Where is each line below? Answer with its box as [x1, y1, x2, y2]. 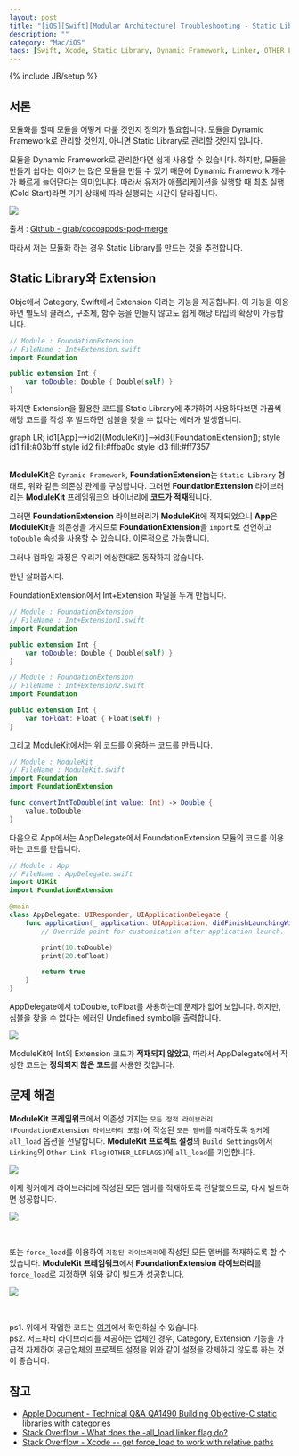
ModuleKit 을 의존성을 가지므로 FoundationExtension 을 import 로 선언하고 [9, 522, 272, 532]
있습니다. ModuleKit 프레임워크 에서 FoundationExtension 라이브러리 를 [9, 1257, 262, 1268]
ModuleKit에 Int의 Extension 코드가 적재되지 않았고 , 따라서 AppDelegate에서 [9, 1048, 279, 1058]
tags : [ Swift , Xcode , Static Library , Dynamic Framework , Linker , [9, 46, 261, 55]
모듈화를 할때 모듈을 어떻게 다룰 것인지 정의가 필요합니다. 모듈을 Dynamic [9, 124, 264, 135]
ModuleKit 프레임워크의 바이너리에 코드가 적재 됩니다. [25, 492, 213, 502]
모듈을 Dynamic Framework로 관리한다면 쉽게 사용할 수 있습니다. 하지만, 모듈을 [9, 153, 287, 165]
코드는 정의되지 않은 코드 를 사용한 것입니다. [25, 1059, 175, 1070]
